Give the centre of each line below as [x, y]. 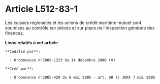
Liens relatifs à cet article [32, 42]
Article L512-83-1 [41, 9]
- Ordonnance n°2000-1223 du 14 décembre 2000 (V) [63, 60]
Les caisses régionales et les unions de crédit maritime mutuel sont [73, 23]
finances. [15, 33]
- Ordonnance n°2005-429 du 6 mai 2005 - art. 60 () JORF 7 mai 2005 [82, 77]
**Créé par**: [20, 69]
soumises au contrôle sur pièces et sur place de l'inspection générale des [80, 28]
